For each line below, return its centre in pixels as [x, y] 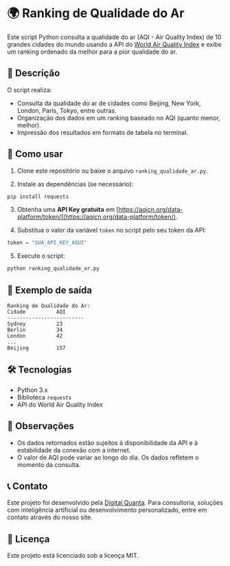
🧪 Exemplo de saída [50, 290]
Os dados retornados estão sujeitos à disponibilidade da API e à [107, 443]
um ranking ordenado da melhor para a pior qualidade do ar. [92, 52]
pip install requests [38, 197]
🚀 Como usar [35, 154]
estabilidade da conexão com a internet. [74, 450]
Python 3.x [32, 390]
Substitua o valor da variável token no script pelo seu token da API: [112, 230]
